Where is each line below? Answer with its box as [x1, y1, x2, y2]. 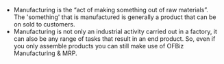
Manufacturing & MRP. [13, 49, 77, 57]
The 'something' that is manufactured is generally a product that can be [13, 13, 216, 21]
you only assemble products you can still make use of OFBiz [13, 42, 184, 50]
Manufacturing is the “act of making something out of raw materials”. [13, 6, 209, 14]
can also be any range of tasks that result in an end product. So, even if [13, 35, 216, 43]
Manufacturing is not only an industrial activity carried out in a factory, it [13, 27, 218, 35]
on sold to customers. [13, 20, 75, 28]
